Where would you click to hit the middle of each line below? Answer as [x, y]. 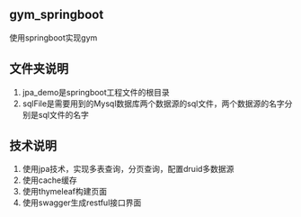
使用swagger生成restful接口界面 [82, 203]
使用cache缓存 [50, 180]
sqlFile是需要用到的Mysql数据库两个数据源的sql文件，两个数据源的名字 [153, 104]
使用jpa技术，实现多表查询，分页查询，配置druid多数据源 [128, 169]
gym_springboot [57, 15]
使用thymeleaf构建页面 [65, 192]
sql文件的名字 [64, 114]
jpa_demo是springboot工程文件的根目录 [96, 92]
